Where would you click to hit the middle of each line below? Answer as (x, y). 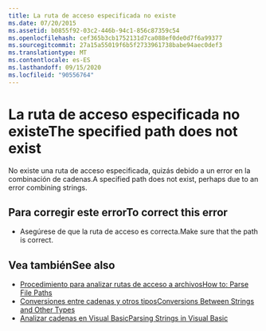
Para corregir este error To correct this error (118, 212)
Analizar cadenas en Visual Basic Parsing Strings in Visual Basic (124, 318)
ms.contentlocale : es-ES (49, 61)
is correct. (37, 240)
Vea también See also (62, 265)
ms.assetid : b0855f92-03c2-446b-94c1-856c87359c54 (94, 30)
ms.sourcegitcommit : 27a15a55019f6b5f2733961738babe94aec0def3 (115, 45)
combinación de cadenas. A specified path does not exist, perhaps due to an (133, 179)
